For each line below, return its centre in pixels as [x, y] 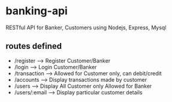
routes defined [34, 46]
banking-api [37, 11]
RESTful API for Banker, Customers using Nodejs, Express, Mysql [86, 27]
